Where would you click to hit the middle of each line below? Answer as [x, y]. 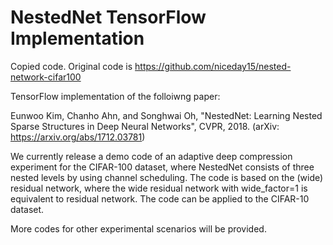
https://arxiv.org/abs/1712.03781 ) [78, 137]
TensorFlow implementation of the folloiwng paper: [115, 96]
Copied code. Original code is [71, 66]
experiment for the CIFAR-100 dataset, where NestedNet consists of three [162, 167]
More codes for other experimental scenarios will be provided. [138, 228]
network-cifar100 [46, 77]
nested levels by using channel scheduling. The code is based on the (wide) [167, 177]
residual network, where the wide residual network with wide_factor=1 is [159, 188]
